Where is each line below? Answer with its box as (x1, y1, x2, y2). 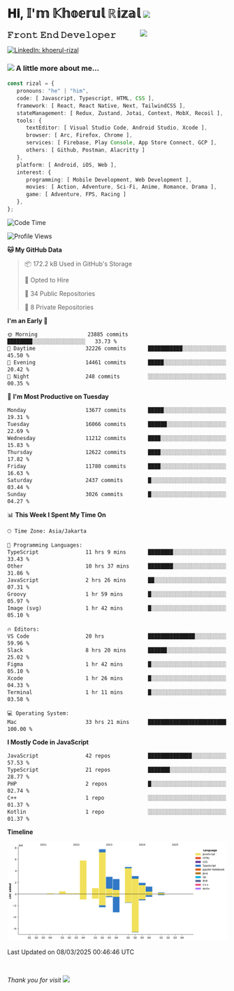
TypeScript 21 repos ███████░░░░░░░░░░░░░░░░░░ (7, 766, 227, 773)
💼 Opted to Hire (24, 275, 70, 284)
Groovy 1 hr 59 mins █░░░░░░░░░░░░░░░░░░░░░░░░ (7, 590, 227, 598)
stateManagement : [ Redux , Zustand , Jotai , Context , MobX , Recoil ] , (16, 109, 224, 116)
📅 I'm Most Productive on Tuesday (7, 392, 110, 400)
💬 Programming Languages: (7, 541, 82, 549)
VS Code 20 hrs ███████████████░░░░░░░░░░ (7, 632, 227, 640)
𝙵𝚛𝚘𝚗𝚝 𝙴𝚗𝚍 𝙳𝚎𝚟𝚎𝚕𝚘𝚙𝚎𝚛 (7, 29, 117, 41)
